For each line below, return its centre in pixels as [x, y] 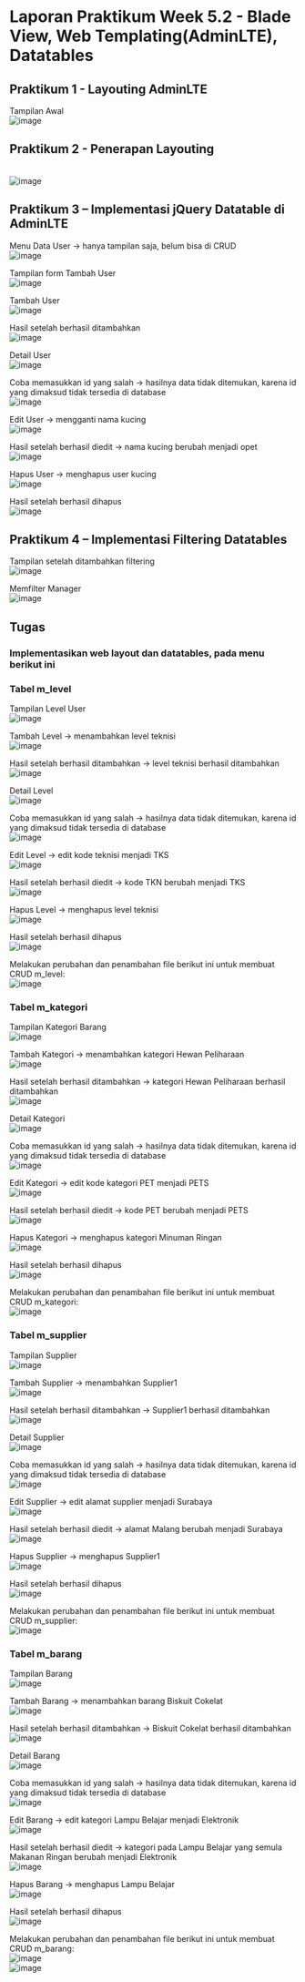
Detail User [30, 355]
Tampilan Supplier [43, 1355]
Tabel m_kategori [49, 1006]
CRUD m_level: [37, 974]
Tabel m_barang [46, 1653]
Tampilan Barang [41, 1673]
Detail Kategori [37, 1119]
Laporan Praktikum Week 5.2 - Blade [150, 17]
